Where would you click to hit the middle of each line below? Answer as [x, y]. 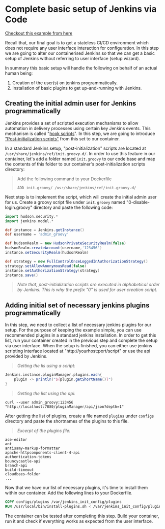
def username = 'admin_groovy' [37, 234]
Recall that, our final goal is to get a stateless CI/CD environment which [77, 42]
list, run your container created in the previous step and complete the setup [82, 340]
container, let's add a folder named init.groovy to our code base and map [80, 159]
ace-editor [16, 439]
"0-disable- [138, 202]
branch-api [16, 465]
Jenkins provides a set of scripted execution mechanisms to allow [72, 123]
